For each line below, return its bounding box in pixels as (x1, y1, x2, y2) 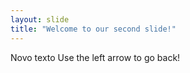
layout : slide (10, 14, 70, 25)
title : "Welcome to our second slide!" (10, 24, 177, 34)
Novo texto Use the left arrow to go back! (10, 51, 181, 63)
